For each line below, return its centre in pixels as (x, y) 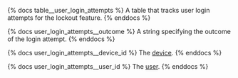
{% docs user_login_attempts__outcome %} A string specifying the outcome (119, 32)
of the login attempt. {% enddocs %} (61, 39)
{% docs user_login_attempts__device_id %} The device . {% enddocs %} (115, 53)
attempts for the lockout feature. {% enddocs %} (79, 18)
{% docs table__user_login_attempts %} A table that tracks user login (109, 10)
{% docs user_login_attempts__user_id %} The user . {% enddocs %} (108, 66)
